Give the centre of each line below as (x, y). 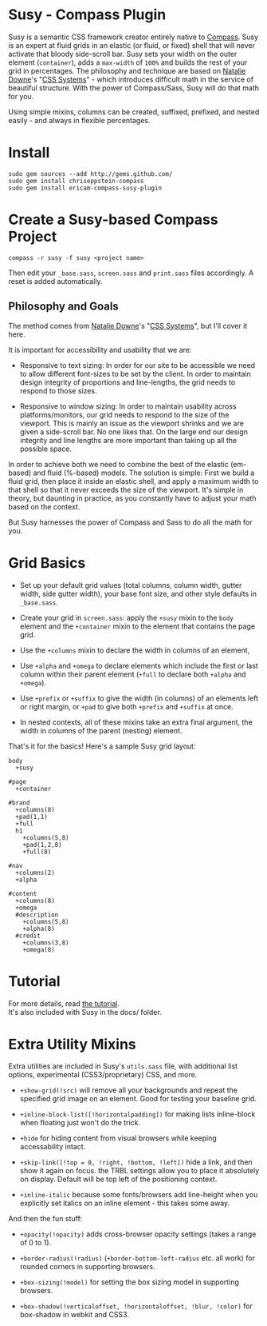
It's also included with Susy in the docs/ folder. (85, 1012)
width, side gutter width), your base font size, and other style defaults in (138, 593)
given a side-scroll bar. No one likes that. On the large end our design (134, 431)
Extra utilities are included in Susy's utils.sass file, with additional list (123, 1066)
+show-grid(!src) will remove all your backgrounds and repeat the (128, 1090)
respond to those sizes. (58, 390)
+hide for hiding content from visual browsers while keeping (118, 1138)
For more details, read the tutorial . (64, 1003)
